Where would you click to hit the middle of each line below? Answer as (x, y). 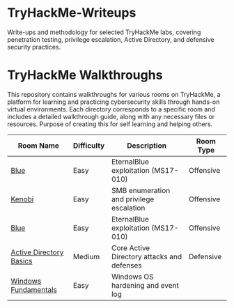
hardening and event (145, 285)
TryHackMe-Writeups (72, 13)
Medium (86, 256)
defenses (127, 265)
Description (147, 146)
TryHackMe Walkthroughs (85, 75)
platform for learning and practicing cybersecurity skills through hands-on (114, 102)
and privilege (133, 199)
